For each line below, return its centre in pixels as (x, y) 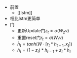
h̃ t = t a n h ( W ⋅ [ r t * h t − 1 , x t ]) (45, 44)
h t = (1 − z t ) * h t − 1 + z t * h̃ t (44, 51)
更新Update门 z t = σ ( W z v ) (43, 31)
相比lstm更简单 (25, 18)
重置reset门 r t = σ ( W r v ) (40, 38)
